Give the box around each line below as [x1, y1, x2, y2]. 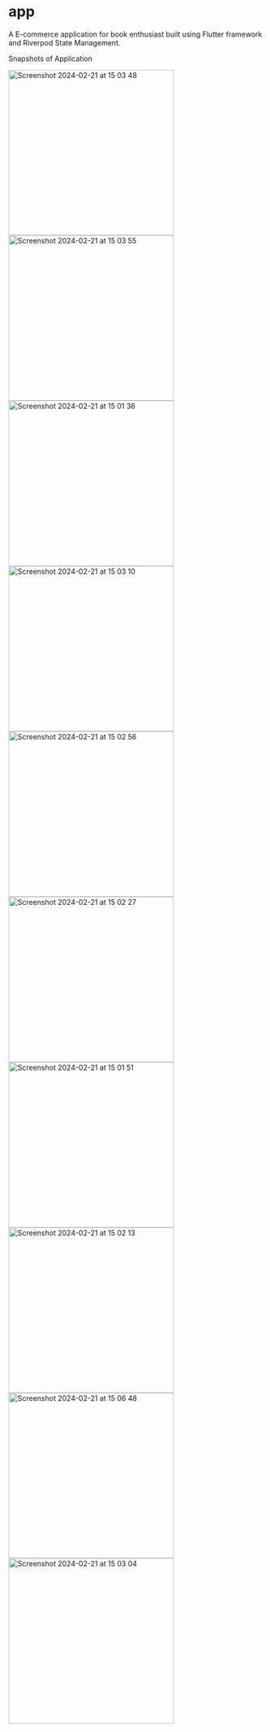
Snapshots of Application [8, 54, 93, 63]
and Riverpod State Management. [8, 37, 121, 47]
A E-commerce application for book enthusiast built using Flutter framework [8, 29, 263, 39]
